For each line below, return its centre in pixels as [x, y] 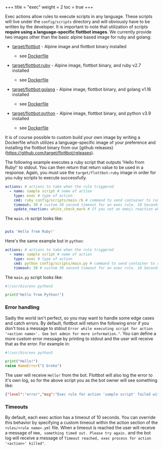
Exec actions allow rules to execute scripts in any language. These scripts [79, 16]
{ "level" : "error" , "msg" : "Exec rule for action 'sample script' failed [78, 395]
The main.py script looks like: [34, 277]
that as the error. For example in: [38, 344]
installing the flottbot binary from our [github [49, 147]
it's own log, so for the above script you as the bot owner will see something [81, 381]
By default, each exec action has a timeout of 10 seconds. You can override [81, 417]
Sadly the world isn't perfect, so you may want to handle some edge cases [80, 318]
